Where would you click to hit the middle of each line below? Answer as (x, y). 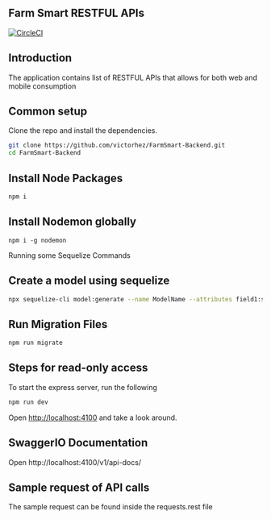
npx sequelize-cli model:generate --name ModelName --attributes (120, 299)
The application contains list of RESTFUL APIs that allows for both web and (133, 77)
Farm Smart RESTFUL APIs (77, 13)
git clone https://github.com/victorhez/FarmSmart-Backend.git (117, 145)
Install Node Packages (66, 178)
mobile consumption (42, 86)
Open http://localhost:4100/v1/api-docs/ (75, 462)
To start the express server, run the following (83, 387)
